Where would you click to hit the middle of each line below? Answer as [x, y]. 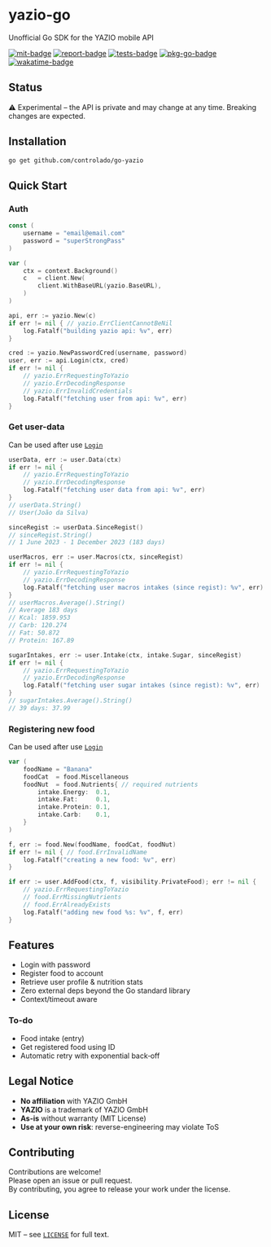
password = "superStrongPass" [74, 241]
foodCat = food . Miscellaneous [76, 777]
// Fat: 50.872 [34, 633]
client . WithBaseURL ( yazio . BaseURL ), [100, 286]
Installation [37, 141]
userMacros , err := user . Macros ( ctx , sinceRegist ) [96, 557]
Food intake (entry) [52, 1038]
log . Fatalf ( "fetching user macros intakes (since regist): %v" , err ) [144, 587]
